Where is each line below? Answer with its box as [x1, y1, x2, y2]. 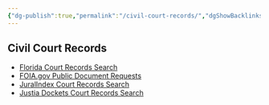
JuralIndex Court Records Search [18, 79, 130, 89]
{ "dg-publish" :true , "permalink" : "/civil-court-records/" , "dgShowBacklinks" [7, 11, 267, 20]
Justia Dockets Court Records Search [18, 88, 144, 98]
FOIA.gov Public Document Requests [18, 71, 142, 81]
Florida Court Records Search [18, 63, 118, 72]
